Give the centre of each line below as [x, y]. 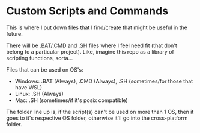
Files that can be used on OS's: [45, 69]
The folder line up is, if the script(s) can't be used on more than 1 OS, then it [100, 112]
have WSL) [29, 87]
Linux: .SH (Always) [39, 94]
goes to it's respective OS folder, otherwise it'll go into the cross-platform [97, 118]
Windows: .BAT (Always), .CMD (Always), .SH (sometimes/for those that [104, 81]
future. [14, 33]
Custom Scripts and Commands [87, 11]
